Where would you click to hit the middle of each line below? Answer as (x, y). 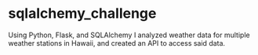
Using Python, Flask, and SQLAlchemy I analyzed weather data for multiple (129, 35)
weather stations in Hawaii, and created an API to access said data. (117, 43)
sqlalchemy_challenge (82, 14)
